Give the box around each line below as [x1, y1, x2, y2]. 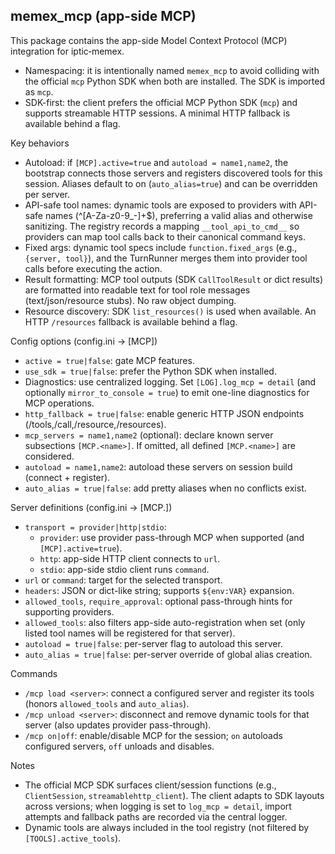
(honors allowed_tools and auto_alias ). [24, 697, 190, 709]
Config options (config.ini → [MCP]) [10, 335, 158, 347]
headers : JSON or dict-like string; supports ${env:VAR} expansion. [24, 584, 295, 596]
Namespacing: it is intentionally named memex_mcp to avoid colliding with [24, 64, 320, 76]
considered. [24, 450, 75, 462]
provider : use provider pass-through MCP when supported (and [39, 531, 305, 543]
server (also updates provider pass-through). [24, 719, 212, 731]
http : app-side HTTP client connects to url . [39, 552, 221, 564]
